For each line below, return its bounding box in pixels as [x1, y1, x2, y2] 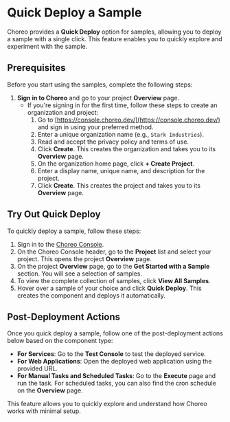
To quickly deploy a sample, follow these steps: [7, 227, 141, 235]
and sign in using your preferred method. [37, 122, 154, 131]
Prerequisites [7, 62, 66, 74]
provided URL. [16, 364, 58, 373]
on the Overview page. [16, 386, 84, 395]
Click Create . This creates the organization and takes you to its [37, 144, 216, 153]
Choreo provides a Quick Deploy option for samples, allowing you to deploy [7, 27, 222, 36]
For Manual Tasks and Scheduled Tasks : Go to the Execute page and [16, 372, 216, 380]
